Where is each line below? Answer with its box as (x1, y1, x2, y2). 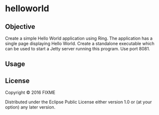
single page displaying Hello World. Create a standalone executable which (5, 41, 155, 46)
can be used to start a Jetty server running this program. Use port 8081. (5, 46, 150, 51)
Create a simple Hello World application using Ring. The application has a (5, 35, 153, 41)
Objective (5, 23, 36, 31)
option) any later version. (5, 104, 55, 110)
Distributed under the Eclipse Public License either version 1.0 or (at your (5, 99, 152, 105)
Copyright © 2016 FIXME (5, 90, 56, 95)
